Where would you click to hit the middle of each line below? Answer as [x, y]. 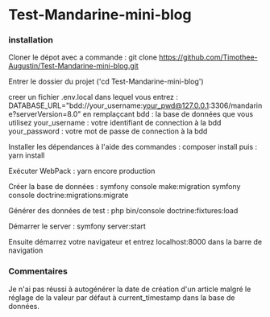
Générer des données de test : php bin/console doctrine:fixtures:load [123, 211]
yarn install [27, 155]
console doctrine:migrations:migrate [69, 196]
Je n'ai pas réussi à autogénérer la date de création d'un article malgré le [130, 289]
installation [31, 40]
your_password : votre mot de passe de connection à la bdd [108, 131]
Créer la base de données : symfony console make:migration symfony [125, 187]
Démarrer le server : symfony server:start [77, 226]
